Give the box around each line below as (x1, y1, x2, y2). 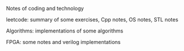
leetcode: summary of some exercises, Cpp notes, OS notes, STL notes (6, 16, 179, 23)
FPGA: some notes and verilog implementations (6, 39, 121, 45)
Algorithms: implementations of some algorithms (6, 27, 124, 34)
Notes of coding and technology (6, 5, 84, 12)
